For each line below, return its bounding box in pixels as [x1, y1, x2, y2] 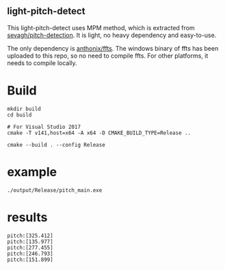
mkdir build [7, 106, 41, 112]
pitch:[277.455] [7, 244, 53, 251]
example [7, 164, 57, 180]
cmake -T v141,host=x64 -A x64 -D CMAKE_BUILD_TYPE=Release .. [7, 130, 191, 136]
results [7, 209, 48, 225]
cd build [7, 111, 32, 119]
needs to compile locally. [7, 58, 77, 67]
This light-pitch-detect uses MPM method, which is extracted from [7, 23, 195, 32]
